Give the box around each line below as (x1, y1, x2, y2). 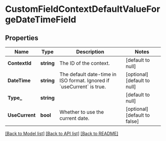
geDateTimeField (5, 14, 77, 25)
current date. (59, 115, 90, 122)
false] (125, 118, 139, 125)
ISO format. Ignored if (59, 77, 110, 84)
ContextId (7, 60, 32, 66)
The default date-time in (59, 71, 117, 78)
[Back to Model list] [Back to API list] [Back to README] (5, 131, 119, 137)
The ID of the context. (59, 60, 110, 66)
